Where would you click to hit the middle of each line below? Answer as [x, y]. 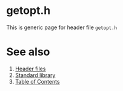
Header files [30, 69]
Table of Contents [37, 81]
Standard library [35, 75]
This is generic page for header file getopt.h [62, 27]
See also [28, 52]
